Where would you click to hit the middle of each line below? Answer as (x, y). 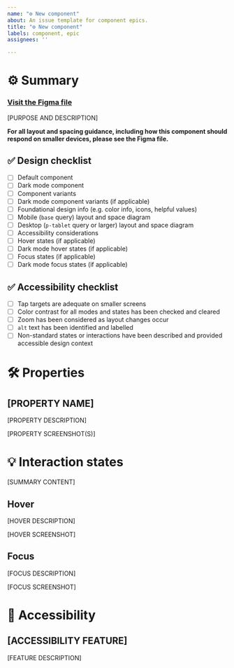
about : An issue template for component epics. (78, 20)
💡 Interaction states (65, 462)
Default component (45, 178)
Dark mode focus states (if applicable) (72, 265)
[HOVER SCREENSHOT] (42, 535)
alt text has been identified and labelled (75, 328)
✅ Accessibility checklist (63, 287)
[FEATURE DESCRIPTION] (44, 657)
